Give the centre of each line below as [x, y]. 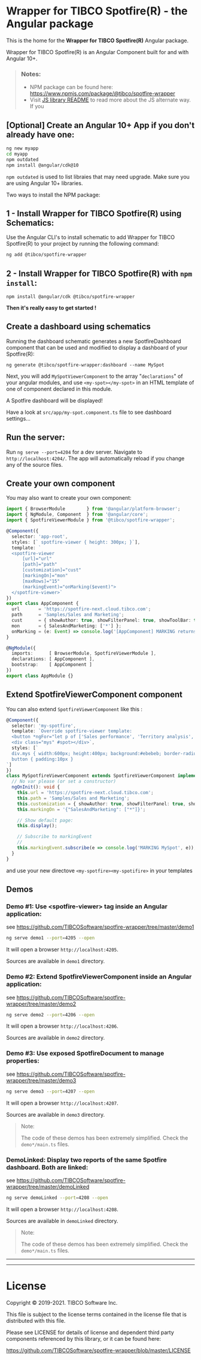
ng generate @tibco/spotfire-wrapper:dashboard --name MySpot [85, 365]
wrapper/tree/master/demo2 [41, 1004]
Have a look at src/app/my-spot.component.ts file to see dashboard [89, 412]
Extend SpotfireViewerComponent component [94, 695]
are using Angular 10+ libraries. [45, 183]
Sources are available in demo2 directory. [56, 1038]
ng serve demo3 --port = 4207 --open [51, 1091]
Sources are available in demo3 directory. [56, 1114]
